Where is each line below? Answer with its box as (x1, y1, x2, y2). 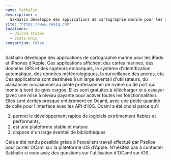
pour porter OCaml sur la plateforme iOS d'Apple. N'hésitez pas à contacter (5, 144, 164, 150)
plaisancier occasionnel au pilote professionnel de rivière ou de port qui (5, 81, 156, 87)
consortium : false (5, 41, 44, 46)
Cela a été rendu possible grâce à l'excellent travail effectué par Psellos (5, 139, 156, 145)
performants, (12, 118, 40, 124)
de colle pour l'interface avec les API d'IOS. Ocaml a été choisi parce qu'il (5, 103, 160, 109)
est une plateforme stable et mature (12, 123, 88, 130)
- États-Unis (10, 36, 38, 41)
